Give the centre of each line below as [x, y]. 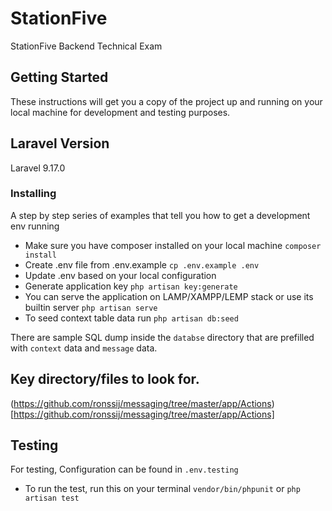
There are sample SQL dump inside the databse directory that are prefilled [162, 337]
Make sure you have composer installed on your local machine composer [173, 245]
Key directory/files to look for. [105, 379]
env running [35, 226]
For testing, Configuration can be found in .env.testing [124, 469]
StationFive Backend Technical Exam [86, 46]
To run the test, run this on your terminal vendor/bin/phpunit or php [162, 489]
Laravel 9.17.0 [38, 168]
